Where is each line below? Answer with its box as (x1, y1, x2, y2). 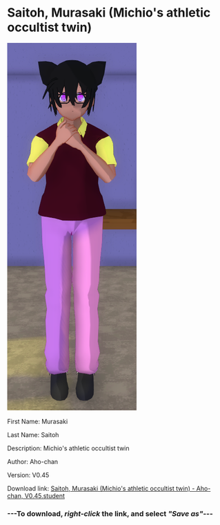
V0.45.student (24, 491, 66, 499)
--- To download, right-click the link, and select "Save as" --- (7, 508, 214, 518)
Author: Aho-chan (7, 457, 59, 466)
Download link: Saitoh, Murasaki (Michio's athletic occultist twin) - (7, 484, 195, 492)
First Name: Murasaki (7, 417, 68, 425)
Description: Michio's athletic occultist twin (7, 444, 130, 452)
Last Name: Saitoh (7, 430, 59, 439)
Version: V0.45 (7, 470, 50, 479)
